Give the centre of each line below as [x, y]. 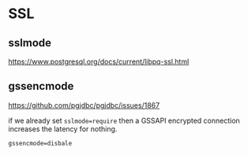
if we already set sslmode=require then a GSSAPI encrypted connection [124, 120]
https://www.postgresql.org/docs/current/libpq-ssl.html [99, 61]
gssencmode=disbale [40, 143]
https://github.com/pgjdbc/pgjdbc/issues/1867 [84, 105]
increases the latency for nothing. [63, 129]
